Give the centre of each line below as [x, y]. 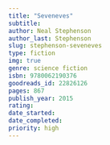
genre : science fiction [48, 68]
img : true [25, 61]
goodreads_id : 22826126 [48, 83]
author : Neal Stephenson [50, 31]
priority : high [34, 128]
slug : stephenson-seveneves [55, 46]
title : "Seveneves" [41, 16]
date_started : [32, 114]
